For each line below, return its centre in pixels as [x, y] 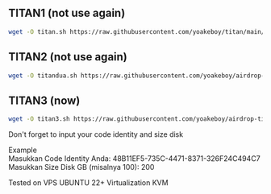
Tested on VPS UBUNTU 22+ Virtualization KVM [88, 183]
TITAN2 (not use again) [68, 57]
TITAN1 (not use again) [67, 13]
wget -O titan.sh [38, 31]
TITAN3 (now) [44, 100]
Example [23, 150]
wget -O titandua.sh [43, 76]
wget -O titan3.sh [39, 119]
